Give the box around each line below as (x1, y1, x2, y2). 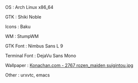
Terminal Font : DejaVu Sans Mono (5, 52, 76, 58)
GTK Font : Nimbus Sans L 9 (5, 43, 63, 49)
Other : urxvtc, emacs (5, 72, 50, 78)
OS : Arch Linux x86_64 (5, 4, 53, 10)
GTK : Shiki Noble (5, 14, 41, 19)
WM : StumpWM (5, 33, 39, 39)
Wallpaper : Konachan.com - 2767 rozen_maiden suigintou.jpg (5, 62, 133, 68)
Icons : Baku (5, 23, 31, 29)
